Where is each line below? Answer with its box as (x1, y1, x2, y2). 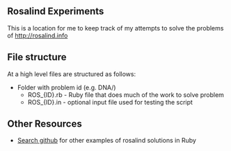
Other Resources (7, 118, 82, 130)
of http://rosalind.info (7, 31, 68, 39)
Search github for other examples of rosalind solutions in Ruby (17, 136, 197, 145)
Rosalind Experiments (7, 6, 104, 17)
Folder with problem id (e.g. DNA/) (17, 83, 116, 91)
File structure (7, 51, 67, 63)
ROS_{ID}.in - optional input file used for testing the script (27, 98, 193, 106)
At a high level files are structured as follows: (7, 69, 136, 78)
